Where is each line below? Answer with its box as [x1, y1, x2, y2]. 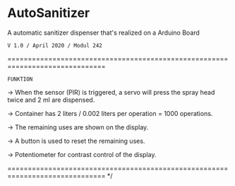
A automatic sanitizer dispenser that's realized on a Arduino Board [7, 28, 200, 37]
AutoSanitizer [7, 5, 90, 21]
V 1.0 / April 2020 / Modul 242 [7, 42, 102, 49]
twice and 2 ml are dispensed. [7, 95, 95, 104]
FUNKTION [7, 76, 33, 83]
